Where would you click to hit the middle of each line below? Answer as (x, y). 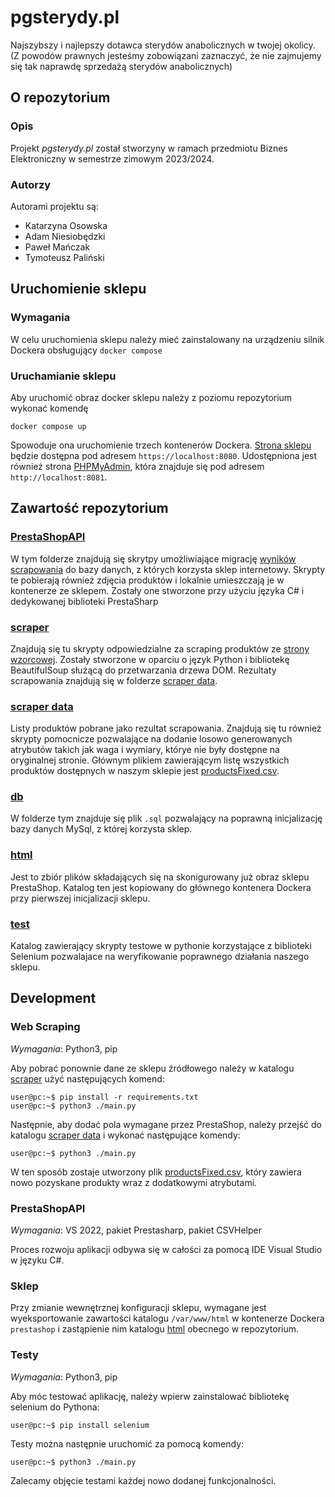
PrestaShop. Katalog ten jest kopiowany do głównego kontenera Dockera (161, 887)
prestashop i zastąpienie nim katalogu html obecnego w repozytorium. (155, 1329)
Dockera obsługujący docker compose (86, 350)
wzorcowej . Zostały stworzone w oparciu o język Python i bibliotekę (150, 659)
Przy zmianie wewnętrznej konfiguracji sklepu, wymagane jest (138, 1308)
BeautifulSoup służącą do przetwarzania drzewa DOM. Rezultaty (143, 670)
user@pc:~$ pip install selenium (80, 1425)
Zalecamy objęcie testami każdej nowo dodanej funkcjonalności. (143, 1480)
